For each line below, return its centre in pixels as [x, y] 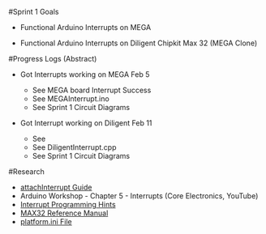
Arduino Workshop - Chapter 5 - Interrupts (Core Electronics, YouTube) [139, 196]
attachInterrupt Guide [56, 187]
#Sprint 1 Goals [34, 12]
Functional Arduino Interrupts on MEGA [86, 27]
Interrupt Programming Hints [68, 204]
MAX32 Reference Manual [64, 213]
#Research [26, 172]
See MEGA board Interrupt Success [92, 90]
